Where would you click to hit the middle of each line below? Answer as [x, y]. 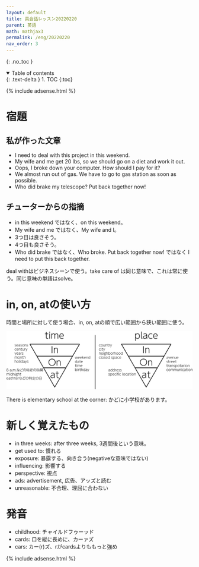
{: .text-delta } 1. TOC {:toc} [39, 79]
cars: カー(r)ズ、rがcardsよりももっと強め [66, 546]
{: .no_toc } [20, 62]
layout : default [26, 12]
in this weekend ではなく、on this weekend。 [70, 222]
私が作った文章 [33, 141]
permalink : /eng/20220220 [38, 38]
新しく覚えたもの [48, 426]
